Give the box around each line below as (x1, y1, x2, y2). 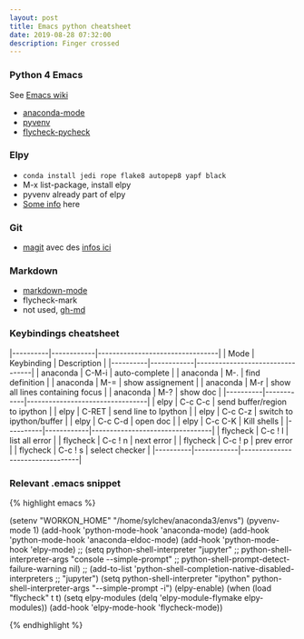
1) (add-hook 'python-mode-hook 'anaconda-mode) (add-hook (33, 524, 270, 536)
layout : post (9, 13, 59, 23)
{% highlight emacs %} (9, 497, 96, 509)
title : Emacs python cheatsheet (9, 22, 132, 31)
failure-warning (9, 564, 67, 574)
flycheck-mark (22, 295, 78, 305)
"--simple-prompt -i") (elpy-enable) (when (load (92, 583, 272, 594)
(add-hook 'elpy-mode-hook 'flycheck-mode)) (49, 602, 223, 614)
